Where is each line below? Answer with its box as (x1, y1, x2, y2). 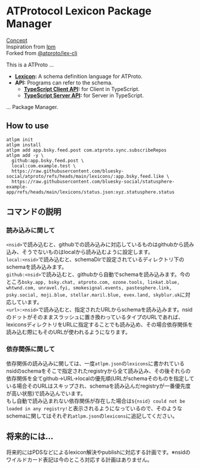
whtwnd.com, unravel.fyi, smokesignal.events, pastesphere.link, (6, 285, 172, 291)
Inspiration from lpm (6, 43, 56, 50)
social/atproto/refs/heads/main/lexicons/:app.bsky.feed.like (6, 173, 164, 179)
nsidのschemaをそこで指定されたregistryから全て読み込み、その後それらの (6, 367, 191, 374)
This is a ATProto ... (6, 61, 54, 68)
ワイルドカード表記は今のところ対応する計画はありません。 (6, 456, 153, 463)
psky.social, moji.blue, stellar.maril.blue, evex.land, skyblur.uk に (6, 291, 186, 298)
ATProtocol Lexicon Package (6, 4, 152, 18)
